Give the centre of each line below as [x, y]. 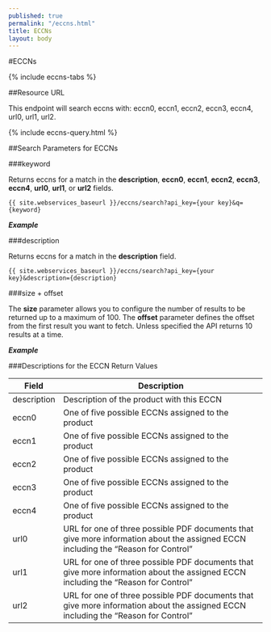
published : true [35, 16]
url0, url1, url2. [32, 117]
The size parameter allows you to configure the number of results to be [127, 309]
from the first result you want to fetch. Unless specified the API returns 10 [130, 326]
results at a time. [36, 335]
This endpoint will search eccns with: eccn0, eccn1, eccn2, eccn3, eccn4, [131, 108]
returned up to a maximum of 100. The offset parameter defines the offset [131, 318]
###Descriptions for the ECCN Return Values [83, 366]
